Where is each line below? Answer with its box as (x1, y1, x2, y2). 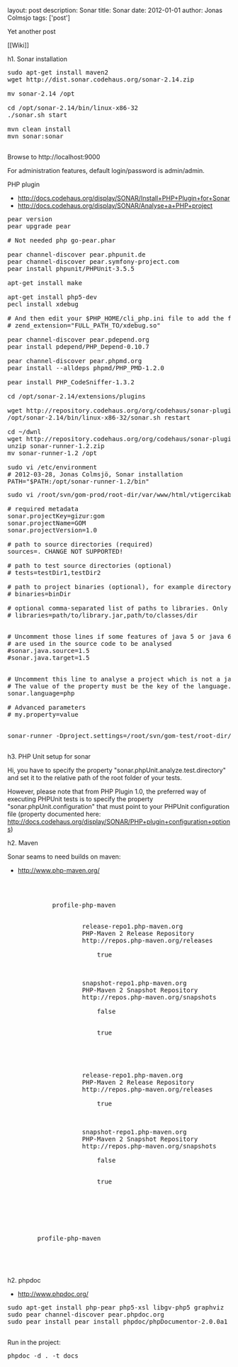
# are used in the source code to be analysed (7, 640, 172, 647)
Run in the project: (7, 1338, 62, 1346)
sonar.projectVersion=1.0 (7, 526, 98, 534)
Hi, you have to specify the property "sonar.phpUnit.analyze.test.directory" (7, 766, 227, 774)
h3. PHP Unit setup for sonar (7, 752, 91, 761)
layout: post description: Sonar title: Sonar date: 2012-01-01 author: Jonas (7, 6, 223, 14)
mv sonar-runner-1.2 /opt (7, 450, 98, 457)
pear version (7, 216, 53, 223)
